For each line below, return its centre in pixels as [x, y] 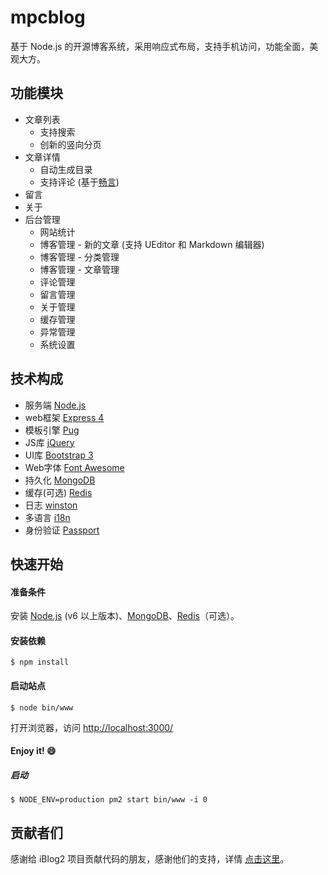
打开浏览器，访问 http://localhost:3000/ [92, 727]
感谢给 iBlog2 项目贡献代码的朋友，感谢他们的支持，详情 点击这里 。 [150, 858]
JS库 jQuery [49, 442]
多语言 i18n [47, 517]
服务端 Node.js [55, 405]
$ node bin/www [42, 707]
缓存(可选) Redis [58, 492]
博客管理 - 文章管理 [79, 269]
